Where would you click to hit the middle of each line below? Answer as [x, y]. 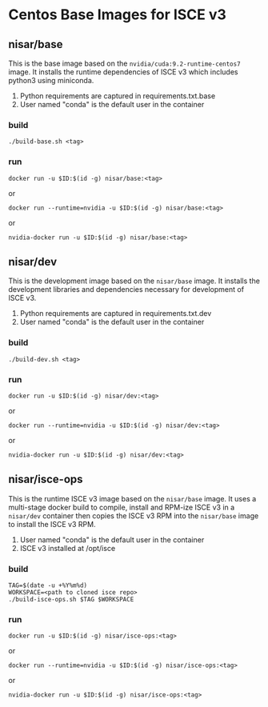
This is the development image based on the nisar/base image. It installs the [134, 281]
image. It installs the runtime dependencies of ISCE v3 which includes [123, 72]
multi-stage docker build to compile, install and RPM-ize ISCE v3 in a [122, 507]
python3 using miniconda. [51, 80]
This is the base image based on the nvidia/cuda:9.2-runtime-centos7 [125, 63]
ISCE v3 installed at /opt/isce [68, 548]
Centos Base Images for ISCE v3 [117, 15]
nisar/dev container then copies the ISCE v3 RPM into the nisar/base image [134, 515]
